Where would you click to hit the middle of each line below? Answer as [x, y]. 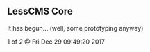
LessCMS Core [40, 11]
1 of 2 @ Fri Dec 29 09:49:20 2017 [56, 42]
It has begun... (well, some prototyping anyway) [75, 28]
